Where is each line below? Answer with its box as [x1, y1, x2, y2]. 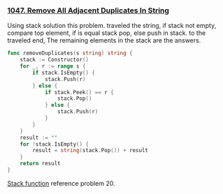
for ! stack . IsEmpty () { [20, 140, 89, 148]
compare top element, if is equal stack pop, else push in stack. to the [7, 29, 206, 37]
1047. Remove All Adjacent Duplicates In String [7, 6, 170, 15]
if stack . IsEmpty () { [32, 69, 96, 76]
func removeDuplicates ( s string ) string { [7, 50, 133, 57]
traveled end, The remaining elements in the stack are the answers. [7, 36, 201, 45]
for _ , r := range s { [20, 63, 86, 70]
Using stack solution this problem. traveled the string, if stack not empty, [7, 22, 217, 30]
